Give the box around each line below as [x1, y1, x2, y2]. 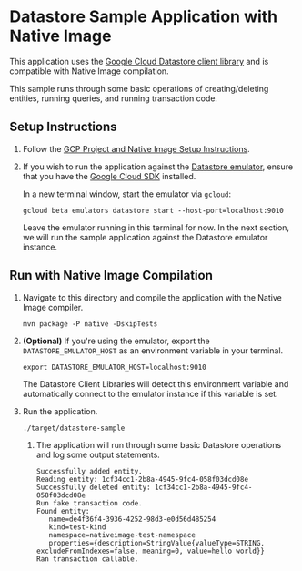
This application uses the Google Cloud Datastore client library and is [9, 56, 269, 66]
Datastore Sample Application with [9, 6, 278, 27]
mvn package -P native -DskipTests [22, 319, 158, 329]
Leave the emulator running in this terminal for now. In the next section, [22, 221, 289, 233]
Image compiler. [22, 301, 84, 312]
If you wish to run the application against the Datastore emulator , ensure [22, 161, 294, 172]
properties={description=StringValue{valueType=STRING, [48, 538, 266, 547]
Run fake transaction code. [35, 498, 143, 507]
